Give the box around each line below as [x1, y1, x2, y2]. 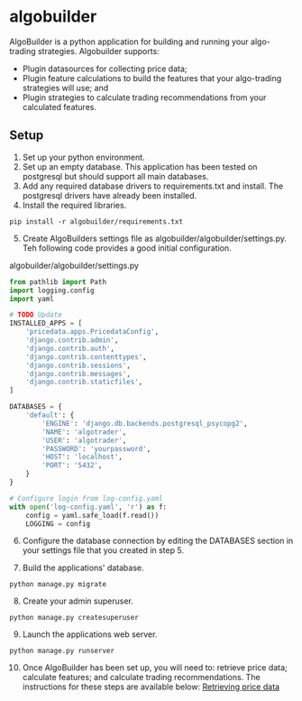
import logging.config [9, 286, 95, 295]
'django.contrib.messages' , [25, 369, 131, 378]
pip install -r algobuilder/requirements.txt [9, 217, 183, 226]
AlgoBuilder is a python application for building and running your [9, 36, 250, 47]
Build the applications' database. [22, 562, 144, 574]
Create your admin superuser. [22, 595, 133, 606]
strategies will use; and [22, 82, 109, 93]
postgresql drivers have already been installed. [22, 189, 197, 200]
